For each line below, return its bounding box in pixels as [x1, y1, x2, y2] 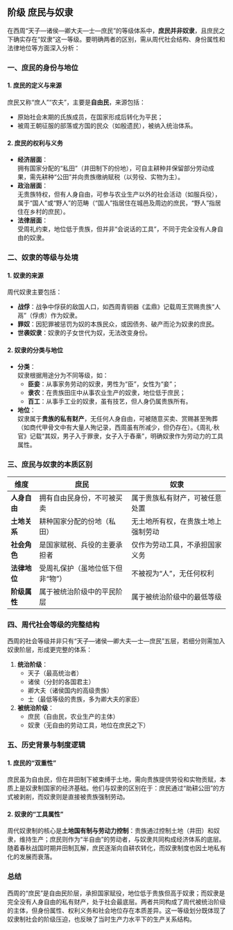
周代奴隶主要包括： [7, 288, 62, 297]
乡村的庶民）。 [29, 208, 69, 216]
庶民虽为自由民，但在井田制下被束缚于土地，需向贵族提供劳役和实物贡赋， [7, 775, 220, 783]
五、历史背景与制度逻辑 [7, 740, 85, 749]
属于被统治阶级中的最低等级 [131, 592, 222, 601]
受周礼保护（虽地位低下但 [39, 563, 123, 573]
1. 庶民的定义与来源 [7, 81, 62, 90]
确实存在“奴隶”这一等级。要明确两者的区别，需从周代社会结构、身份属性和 [12, 35, 225, 43]
